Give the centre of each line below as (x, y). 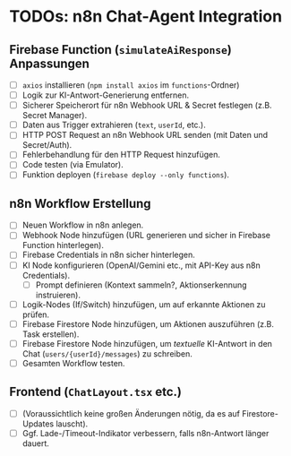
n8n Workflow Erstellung (80, 203)
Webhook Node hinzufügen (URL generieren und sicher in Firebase (146, 236)
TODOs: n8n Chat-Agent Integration (146, 17)
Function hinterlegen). (63, 245)
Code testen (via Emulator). (73, 165)
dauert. (35, 443)
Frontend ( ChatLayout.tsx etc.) (95, 392)
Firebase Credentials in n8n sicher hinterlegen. (108, 255)
